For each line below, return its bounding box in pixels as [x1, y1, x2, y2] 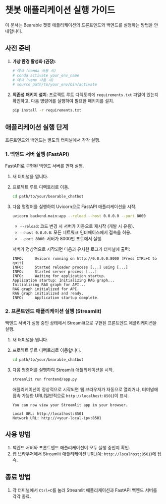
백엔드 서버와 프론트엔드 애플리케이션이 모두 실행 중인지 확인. [12, 444, 130, 450]
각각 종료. [12, 493, 31, 499]
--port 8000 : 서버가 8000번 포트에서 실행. [19, 235, 103, 241]
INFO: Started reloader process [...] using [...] [12, 265, 128, 270]
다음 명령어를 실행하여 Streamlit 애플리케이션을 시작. [12, 367, 114, 373]
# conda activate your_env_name [12, 73, 79, 78]
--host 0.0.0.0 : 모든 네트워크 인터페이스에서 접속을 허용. [19, 229, 132, 235]
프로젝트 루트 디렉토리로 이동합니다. [12, 347, 82, 353]
